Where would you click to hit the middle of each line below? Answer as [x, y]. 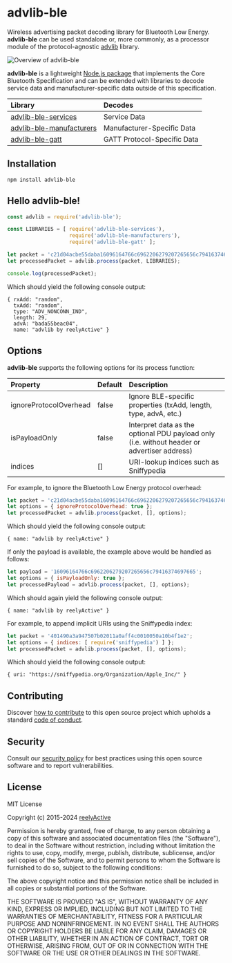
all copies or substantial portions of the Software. [77, 888]
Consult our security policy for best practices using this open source [105, 758]
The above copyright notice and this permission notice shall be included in [113, 881]
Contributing [35, 696]
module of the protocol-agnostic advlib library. [73, 46]
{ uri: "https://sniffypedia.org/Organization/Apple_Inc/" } [97, 675]
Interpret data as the [162, 424]
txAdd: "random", [38, 306]
